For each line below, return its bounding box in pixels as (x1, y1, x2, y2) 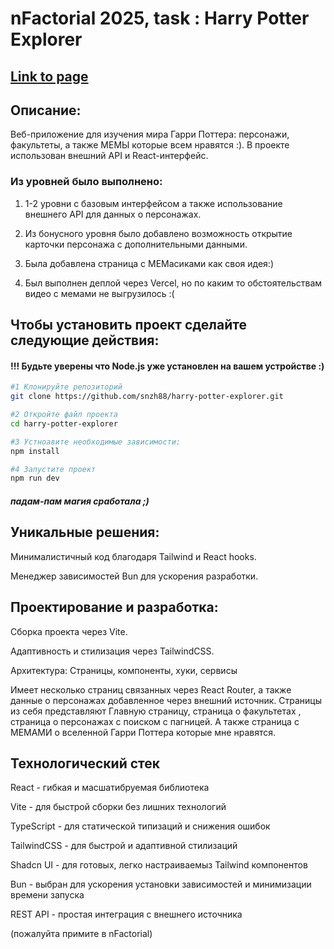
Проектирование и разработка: (10, 599, 219, 616)
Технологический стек (10, 755, 161, 772)
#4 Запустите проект (10, 464, 97, 474)
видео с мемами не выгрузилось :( (24, 287, 175, 299)
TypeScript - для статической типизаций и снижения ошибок (10, 820, 271, 832)
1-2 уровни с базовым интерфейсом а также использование (24, 197, 283, 209)
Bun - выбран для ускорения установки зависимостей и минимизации (10, 878, 312, 891)
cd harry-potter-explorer (10, 418, 118, 429)
